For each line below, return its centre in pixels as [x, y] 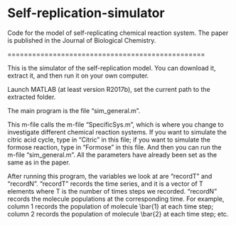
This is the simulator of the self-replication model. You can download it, [112, 68]
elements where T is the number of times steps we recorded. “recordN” [112, 191]
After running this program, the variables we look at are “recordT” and [110, 176]
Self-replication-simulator [86, 13]
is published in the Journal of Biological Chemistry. [82, 40]
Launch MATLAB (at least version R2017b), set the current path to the [109, 89]
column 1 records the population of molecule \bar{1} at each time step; [111, 206]
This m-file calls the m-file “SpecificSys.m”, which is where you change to [116, 124]
